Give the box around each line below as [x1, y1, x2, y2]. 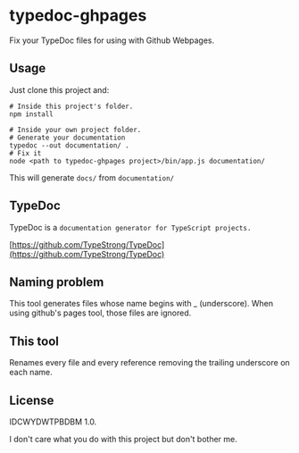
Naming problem [9, 274, 104, 289]
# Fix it [9, 148, 42, 157]
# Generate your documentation [9, 133, 126, 142]
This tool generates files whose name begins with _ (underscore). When [9, 298, 274, 309]
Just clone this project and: [9, 84, 110, 95]
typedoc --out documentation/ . [9, 140, 129, 150]
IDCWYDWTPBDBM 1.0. [9, 416, 97, 427]
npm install [9, 109, 54, 119]
